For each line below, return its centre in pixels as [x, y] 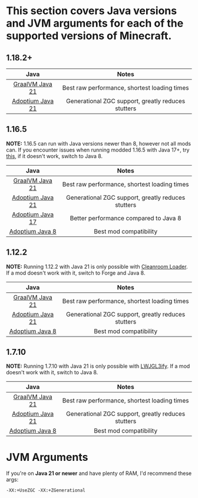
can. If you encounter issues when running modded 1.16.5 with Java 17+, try [98, 150]
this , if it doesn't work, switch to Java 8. [55, 156]
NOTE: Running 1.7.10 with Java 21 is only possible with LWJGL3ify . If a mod [98, 366]
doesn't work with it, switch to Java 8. [52, 372]
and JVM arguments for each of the [95, 23]
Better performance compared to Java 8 [126, 218]
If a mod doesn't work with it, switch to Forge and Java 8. [76, 273]
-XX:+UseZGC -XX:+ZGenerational [46, 490]
